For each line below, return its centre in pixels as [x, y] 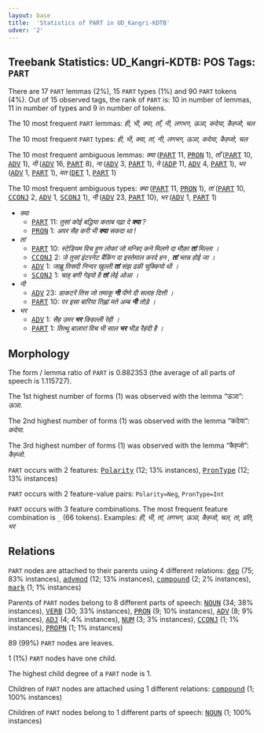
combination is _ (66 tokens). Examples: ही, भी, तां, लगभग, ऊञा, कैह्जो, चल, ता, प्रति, [131, 517]
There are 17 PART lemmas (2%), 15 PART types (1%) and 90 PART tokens [123, 91]
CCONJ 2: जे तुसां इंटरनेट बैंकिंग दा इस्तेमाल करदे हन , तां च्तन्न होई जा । [123, 258]
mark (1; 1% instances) [45, 587]
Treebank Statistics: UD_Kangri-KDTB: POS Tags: [132, 62]
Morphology [39, 353]
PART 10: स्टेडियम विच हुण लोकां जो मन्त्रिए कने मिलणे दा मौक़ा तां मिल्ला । [125, 248]
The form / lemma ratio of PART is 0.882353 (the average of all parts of [122, 372]
